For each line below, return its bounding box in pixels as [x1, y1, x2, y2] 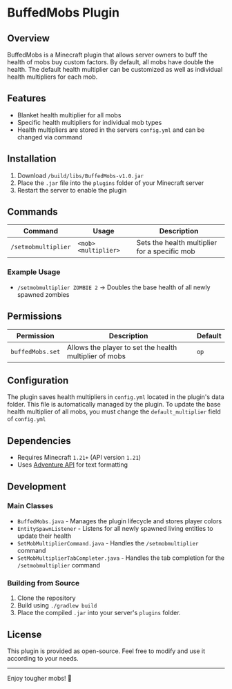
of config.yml [7, 415, 46, 423]
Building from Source [7, 578, 80, 588]
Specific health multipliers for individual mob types [17, 118, 162, 126]
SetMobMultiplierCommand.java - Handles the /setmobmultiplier [17, 538, 199, 547]
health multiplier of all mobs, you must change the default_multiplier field [7, 407, 221, 416]
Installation [7, 153, 57, 165]
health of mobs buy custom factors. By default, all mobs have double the [7, 58, 214, 66]
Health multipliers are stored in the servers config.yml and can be [17, 126, 205, 134]
